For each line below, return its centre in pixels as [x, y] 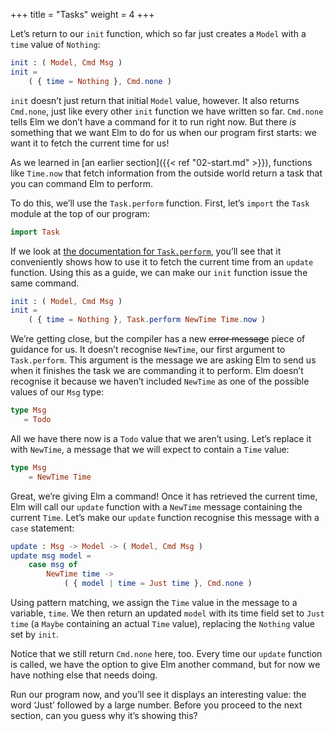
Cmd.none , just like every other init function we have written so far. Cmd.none [167, 111]
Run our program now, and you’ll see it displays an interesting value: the [158, 694]
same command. [45, 283]
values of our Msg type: [57, 392]
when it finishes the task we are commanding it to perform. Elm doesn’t [157, 371]
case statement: [42, 528]
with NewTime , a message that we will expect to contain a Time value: [150, 449]
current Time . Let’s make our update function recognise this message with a [165, 517]
